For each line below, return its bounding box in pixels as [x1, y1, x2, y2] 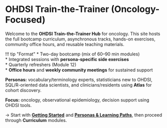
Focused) [5, 14, 46, 25]
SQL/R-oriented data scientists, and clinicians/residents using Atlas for [5, 81, 152, 88]
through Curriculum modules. [5, 117, 67, 123]
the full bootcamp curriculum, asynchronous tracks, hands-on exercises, [5, 36, 155, 42]
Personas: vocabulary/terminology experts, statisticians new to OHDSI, [5, 76, 152, 82]
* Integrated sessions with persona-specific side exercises [5, 56, 129, 62]
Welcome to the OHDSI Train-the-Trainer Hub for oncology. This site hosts [5, 30, 160, 36]
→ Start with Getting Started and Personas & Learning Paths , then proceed [5, 111, 162, 118]
